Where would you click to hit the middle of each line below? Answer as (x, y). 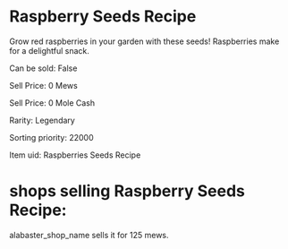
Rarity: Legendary (42, 120)
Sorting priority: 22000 (51, 137)
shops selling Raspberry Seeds (127, 191)
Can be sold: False (43, 68)
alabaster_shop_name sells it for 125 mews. (89, 235)
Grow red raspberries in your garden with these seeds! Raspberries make (144, 41)
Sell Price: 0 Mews (43, 85)
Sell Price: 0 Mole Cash (52, 103)
